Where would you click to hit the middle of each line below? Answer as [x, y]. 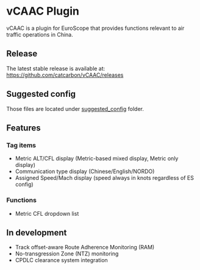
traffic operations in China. [40, 34]
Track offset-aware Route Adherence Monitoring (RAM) [85, 247]
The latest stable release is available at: [56, 68]
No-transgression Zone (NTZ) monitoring [67, 254]
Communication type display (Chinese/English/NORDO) [85, 171]
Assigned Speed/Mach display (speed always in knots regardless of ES [104, 178]
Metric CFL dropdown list [47, 213]
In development [37, 233]
